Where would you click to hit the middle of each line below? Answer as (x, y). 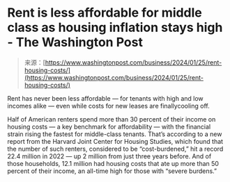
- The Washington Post (75, 42)
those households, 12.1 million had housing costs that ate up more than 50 (113, 163)
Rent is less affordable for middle (105, 13)
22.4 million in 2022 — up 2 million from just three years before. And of (109, 156)
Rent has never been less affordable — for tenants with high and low (105, 98)
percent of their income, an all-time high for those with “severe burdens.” (112, 171)
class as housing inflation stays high (115, 27)
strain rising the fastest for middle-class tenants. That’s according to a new (115, 134)
